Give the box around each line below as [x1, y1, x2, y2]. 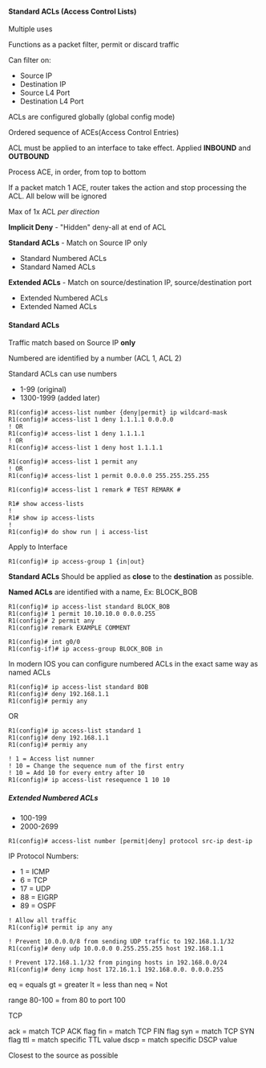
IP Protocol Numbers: [8, 851, 79, 861]
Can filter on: [8, 55, 51, 65]
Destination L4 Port [19, 96, 84, 106]
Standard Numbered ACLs [19, 254, 107, 263]
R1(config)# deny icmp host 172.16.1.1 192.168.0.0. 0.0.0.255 [8, 966, 224, 974]
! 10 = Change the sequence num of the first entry [8, 762, 184, 770]
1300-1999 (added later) [19, 393, 100, 403]
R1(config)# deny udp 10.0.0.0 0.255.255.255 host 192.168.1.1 [8, 944, 224, 953]
